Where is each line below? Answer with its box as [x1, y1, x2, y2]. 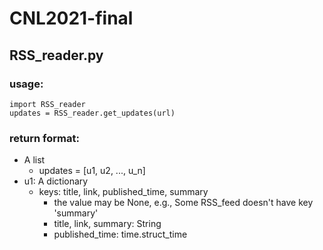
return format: [9, 131, 80, 145]
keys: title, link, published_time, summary [38, 186, 209, 198]
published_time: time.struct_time [53, 228, 188, 241]
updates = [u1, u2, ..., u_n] [38, 165, 146, 177]
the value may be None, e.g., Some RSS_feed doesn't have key [53, 197, 314, 209]
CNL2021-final [9, 7, 134, 30]
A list [23, 154, 46, 166]
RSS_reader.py [9, 47, 104, 64]
